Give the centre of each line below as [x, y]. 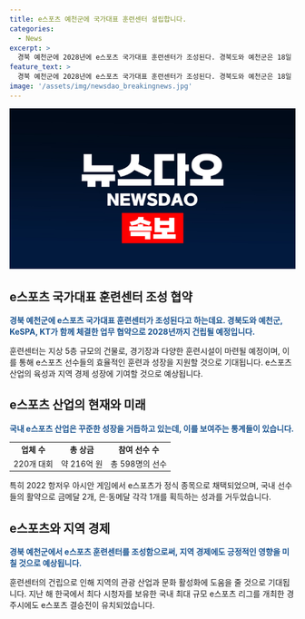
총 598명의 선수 [139, 464]
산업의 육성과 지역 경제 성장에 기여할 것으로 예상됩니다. [106, 374]
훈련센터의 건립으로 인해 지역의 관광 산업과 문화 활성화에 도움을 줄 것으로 [138, 583]
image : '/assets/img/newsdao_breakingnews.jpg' [101, 86]
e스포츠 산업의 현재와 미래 [78, 405]
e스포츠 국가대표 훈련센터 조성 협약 [101, 296]
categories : [32, 29]
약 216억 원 [82, 464]
